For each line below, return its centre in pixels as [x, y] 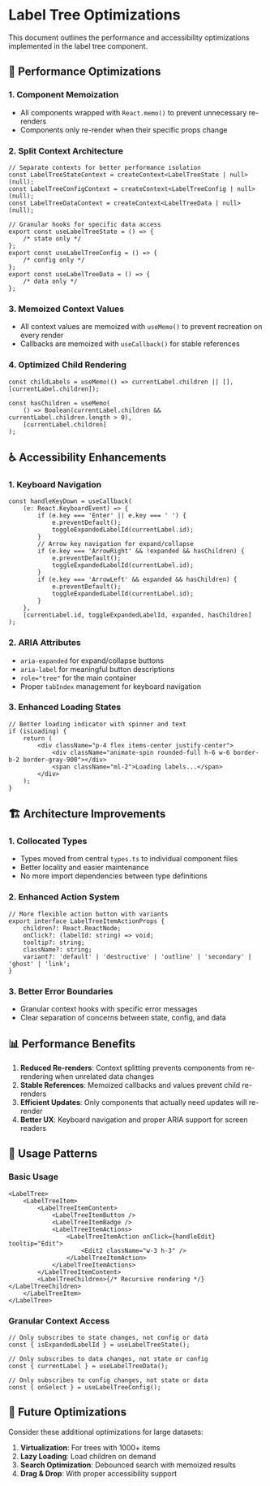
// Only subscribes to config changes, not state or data [108, 1380]
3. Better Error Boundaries [61, 991]
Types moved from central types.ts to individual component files [129, 859]
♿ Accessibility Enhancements [88, 457]
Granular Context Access [59, 1320]
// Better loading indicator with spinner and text [97, 724]
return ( [38, 738]
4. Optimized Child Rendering [68, 365]
